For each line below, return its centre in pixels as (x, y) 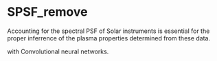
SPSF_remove (47, 12)
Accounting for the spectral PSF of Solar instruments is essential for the (108, 31)
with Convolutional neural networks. (58, 51)
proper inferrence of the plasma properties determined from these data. (109, 38)
